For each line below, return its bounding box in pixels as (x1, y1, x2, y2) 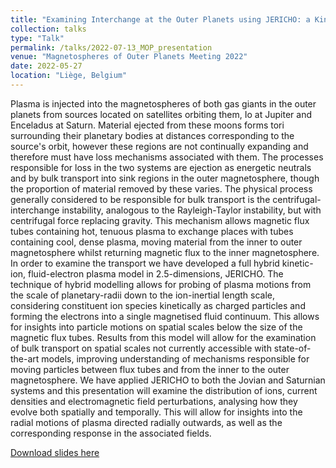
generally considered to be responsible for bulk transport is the (10, 193, 271, 205)
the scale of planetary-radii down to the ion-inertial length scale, (10, 289, 276, 301)
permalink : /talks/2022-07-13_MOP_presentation (10, 42, 213, 53)
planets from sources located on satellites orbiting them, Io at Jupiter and (10, 108, 312, 120)
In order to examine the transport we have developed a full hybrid (10, 257, 280, 269)
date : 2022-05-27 (10, 61, 83, 71)
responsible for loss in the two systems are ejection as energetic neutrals (10, 161, 312, 173)
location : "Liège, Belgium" (10, 71, 128, 81)
